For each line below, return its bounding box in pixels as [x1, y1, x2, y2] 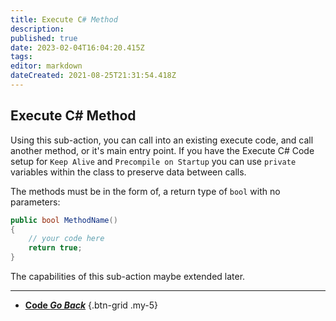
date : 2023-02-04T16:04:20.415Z [10, 42, 145, 53]
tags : [10, 52, 33, 62]
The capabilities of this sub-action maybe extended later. [10, 271, 246, 283]
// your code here [28, 234, 105, 244]
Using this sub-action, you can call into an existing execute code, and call [10, 134, 314, 146]
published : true [10, 33, 78, 43]
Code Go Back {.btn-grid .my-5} [24, 299, 158, 311]
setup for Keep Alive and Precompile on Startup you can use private [10, 155, 297, 167]
